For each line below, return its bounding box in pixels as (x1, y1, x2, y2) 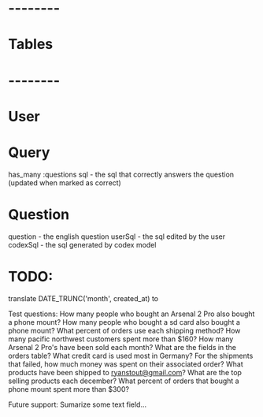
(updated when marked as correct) (8, 177, 122, 188)
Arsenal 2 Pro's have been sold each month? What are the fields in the (8, 342, 236, 352)
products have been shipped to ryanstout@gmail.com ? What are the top (8, 367, 243, 377)
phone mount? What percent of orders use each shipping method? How (8, 326, 241, 335)
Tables (8, 35, 54, 54)
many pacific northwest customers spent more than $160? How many (8, 334, 234, 344)
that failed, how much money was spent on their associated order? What (8, 359, 243, 369)
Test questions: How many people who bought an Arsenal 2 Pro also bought (8, 309, 255, 318)
